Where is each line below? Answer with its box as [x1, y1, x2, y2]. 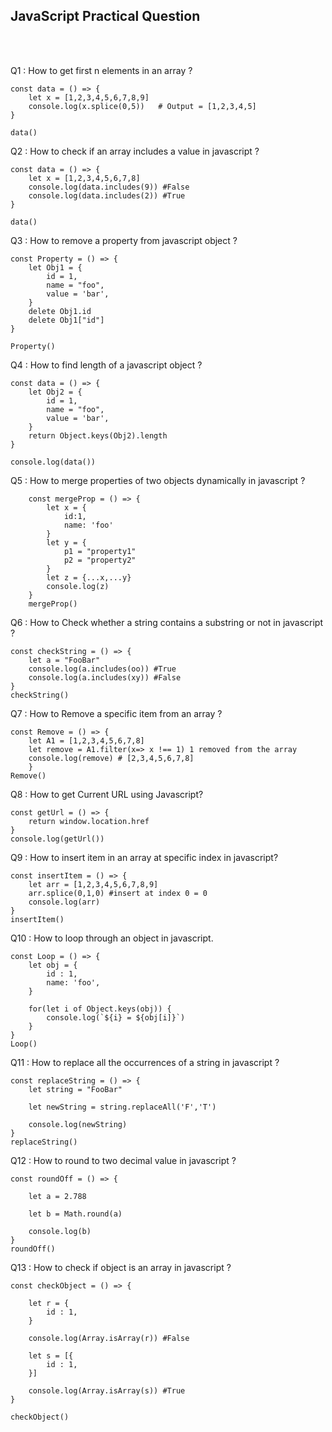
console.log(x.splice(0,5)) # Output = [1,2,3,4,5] [28, 101, 257, 111]
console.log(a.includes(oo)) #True [28, 664, 177, 674]
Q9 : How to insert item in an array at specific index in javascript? [10, 851, 279, 863]
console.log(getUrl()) [10, 834, 105, 844]
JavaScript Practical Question [10, 8, 201, 25]
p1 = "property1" [63, 546, 137, 556]
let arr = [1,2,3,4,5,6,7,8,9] [28, 879, 159, 889]
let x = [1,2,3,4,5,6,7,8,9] [28, 92, 150, 103]
